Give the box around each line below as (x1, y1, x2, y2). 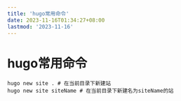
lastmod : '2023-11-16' (7, 23, 74, 30)
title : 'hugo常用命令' (7, 10, 69, 17)
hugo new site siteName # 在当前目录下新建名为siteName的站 (7, 88, 174, 95)
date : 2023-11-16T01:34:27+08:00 (7, 17, 105, 24)
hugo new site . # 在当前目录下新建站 (7, 80, 111, 87)
